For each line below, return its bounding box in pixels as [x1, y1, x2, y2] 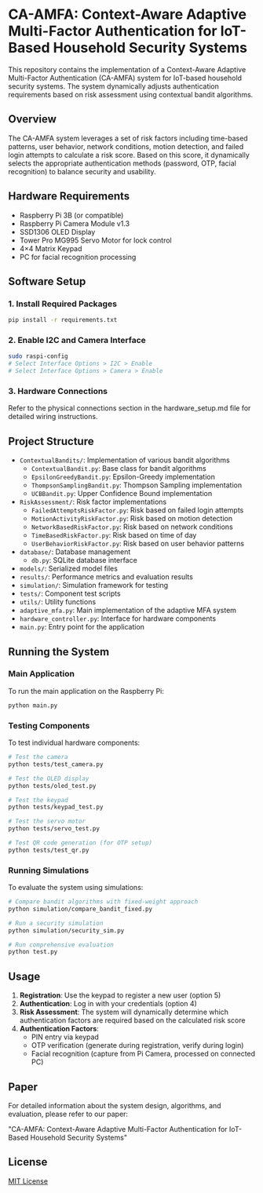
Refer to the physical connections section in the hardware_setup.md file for [8, 403, 251, 413]
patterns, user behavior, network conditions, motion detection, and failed [8, 141, 244, 151]
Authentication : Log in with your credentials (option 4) [19, 999, 198, 1009]
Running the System [8, 645, 110, 659]
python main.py [8, 701, 58, 710]
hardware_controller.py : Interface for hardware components [19, 614, 217, 623]
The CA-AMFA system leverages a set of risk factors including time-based [8, 133, 249, 143]
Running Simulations [8, 865, 89, 876]
